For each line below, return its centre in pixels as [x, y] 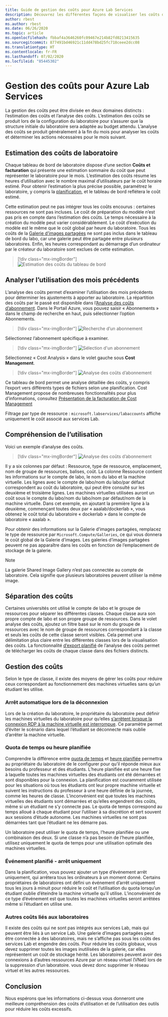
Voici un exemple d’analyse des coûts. [44, 446]
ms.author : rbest [23, 24]
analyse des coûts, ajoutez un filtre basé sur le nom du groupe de [73, 624]
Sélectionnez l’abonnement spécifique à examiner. [57, 338]
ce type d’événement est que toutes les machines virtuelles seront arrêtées [83, 899]
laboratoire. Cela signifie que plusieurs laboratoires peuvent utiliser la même [83, 575]
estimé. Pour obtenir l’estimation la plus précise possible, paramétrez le [79, 186]
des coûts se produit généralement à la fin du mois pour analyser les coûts [82, 132]
